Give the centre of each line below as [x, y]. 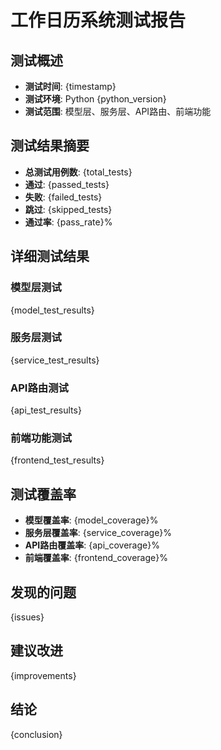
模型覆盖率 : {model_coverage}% [91, 520]
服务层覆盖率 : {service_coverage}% [98, 533]
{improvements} [43, 675]
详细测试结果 [50, 256]
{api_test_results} [46, 410]
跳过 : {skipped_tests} [68, 209]
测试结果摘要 [50, 146]
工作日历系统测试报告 [98, 20]
